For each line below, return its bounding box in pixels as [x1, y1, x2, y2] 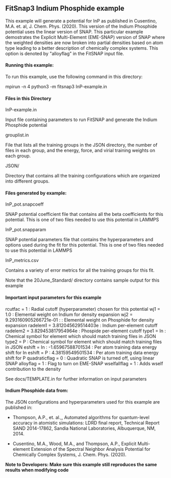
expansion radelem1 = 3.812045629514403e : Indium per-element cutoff [5, 322, 158, 328]
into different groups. [5, 178, 50, 184]
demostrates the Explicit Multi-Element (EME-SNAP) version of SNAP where [5, 34, 165, 40]
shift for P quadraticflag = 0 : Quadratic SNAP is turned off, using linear [5, 355, 155, 361]
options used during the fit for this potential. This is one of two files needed [5, 242, 164, 248]
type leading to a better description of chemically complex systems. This [5, 45, 158, 51]
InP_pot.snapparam [5, 227, 46, 233]
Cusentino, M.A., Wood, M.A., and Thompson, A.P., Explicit [12, 441, 137, 447]
